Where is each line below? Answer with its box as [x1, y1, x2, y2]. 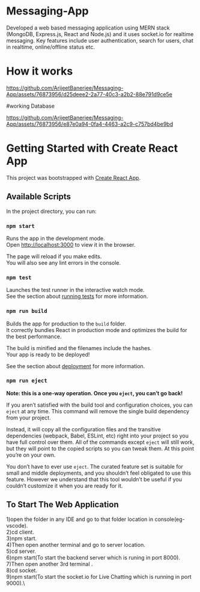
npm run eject [6, 377, 47, 384]
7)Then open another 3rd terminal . [6, 560, 93, 567]
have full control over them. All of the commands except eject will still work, [6, 438, 195, 446]
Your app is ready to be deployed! [6, 351, 90, 358]
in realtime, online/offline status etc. [6, 43, 95, 51]
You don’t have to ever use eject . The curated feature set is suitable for [6, 463, 183, 470]
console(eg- [154, 516, 185, 523]
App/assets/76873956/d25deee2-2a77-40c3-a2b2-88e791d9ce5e [6, 90, 173, 97]
